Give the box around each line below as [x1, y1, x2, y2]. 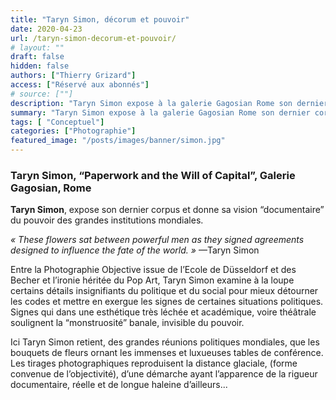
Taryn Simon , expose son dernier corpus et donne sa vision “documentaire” [10, 204, 325, 216]
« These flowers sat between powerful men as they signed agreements [10, 234, 305, 246]
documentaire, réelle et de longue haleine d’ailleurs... [10, 379, 228, 391]
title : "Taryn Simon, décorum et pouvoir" [10, 14, 190, 25]
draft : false [10, 52, 65, 62]
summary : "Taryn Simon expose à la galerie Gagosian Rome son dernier [10, 107, 311, 118]
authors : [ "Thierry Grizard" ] [10, 71, 137, 81]
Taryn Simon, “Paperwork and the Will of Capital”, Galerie [10, 168, 296, 182]
